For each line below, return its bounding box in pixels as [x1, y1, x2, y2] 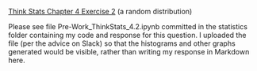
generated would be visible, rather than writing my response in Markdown [8, 47, 250, 56]
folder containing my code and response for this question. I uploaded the [8, 31, 247, 39]
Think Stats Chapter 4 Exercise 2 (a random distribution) [8, 7, 193, 16]
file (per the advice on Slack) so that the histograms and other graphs [8, 39, 236, 48]
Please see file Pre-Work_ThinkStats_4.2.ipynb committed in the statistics [8, 22, 248, 31]
